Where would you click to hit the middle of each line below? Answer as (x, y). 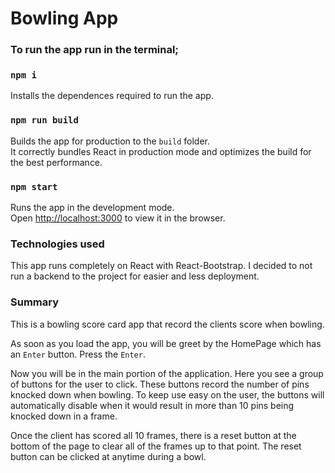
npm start (34, 186)
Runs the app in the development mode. (92, 207)
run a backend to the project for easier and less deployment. (135, 276)
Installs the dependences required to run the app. (112, 96)
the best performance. (56, 162)
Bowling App (64, 18)
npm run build (44, 120)
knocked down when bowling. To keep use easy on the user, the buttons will (167, 394)
